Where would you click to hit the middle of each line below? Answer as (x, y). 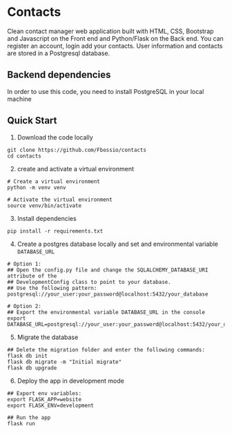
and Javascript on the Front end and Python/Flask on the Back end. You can (116, 38)
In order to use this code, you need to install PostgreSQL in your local (106, 91)
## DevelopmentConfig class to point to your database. (89, 282)
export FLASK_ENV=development (51, 405)
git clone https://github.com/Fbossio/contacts (77, 150)
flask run (21, 423)
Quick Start (32, 121)
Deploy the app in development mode (70, 381)
